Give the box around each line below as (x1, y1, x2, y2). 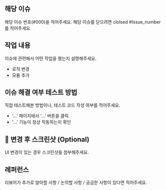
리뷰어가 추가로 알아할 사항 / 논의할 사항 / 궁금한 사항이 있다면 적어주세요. (4, 180, 148, 186)
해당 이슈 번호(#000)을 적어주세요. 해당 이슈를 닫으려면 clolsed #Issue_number (4, 19, 161, 25)
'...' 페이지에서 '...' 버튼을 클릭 (11, 113, 69, 119)
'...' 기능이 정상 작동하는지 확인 (11, 119, 71, 125)
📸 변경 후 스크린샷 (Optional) (4, 135, 90, 144)
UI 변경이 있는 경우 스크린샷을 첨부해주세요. (4, 149, 89, 156)
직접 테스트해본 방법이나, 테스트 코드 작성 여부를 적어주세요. (4, 102, 121, 108)
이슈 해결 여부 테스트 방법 (4, 88, 78, 97)
